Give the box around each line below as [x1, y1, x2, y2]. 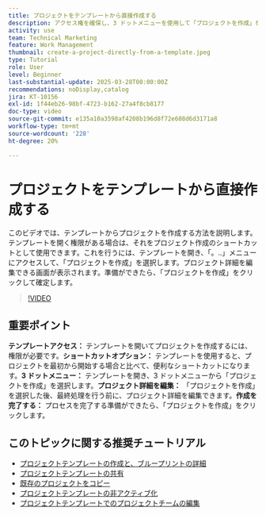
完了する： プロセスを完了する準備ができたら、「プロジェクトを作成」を [8, 401, 243, 410]
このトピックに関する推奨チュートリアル [8, 436, 206, 449]
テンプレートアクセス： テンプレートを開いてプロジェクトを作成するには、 [8, 341, 252, 351]
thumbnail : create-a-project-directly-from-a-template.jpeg [8, 48, 211, 56]
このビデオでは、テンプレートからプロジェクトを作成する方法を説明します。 [8, 228, 257, 238]
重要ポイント [8, 318, 71, 332]
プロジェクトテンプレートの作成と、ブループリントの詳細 [19, 459, 207, 468]
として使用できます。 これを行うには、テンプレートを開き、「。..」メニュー [14, 248, 257, 258]
